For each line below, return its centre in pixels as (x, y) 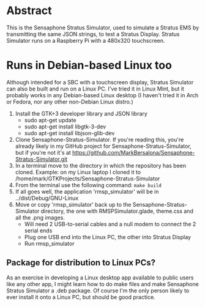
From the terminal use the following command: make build (88, 185)
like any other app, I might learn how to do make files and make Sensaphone (102, 284)
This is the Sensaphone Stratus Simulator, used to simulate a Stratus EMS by (103, 28)
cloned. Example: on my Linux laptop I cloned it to (78, 172)
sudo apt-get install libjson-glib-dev (69, 133)
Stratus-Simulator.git (41, 159)
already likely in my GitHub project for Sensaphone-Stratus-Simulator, (103, 146)
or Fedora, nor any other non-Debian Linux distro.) (70, 102)
